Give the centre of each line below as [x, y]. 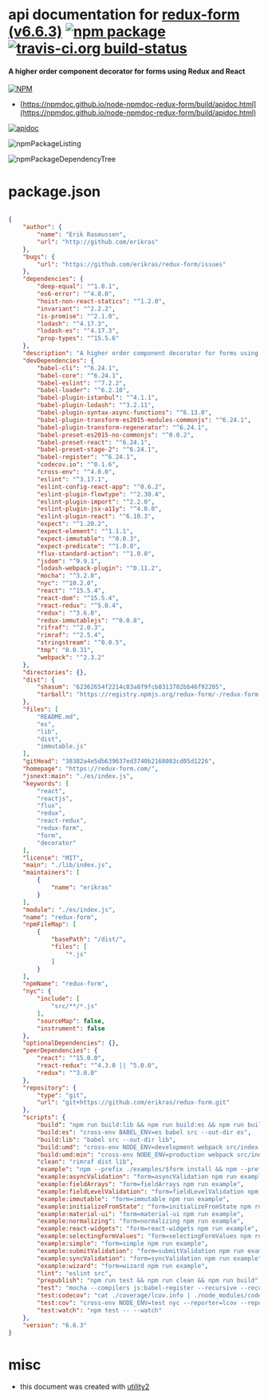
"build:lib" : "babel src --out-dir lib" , [107, 1140]
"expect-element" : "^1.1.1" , [85, 532]
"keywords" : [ [46, 784]
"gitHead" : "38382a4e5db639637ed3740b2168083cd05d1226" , [119, 761]
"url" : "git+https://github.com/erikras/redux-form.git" [133, 1103]
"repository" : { [50, 1088]
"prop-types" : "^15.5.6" [78, 338]
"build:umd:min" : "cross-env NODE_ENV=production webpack [135, 1155]
